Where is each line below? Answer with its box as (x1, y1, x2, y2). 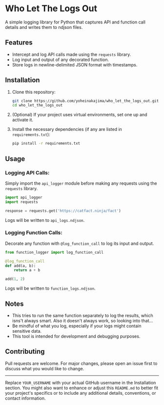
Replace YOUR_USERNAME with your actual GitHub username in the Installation (5, 380, 156, 385)
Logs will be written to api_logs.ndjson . (5, 217, 85, 223)
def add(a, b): (5, 263, 36, 268)
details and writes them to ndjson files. (5, 24, 83, 30)
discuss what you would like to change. (5, 365, 84, 371)
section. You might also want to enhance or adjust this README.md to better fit (5, 384, 159, 391)
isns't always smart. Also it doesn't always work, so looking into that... (12, 318, 153, 323)
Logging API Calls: (5, 169, 50, 176)
